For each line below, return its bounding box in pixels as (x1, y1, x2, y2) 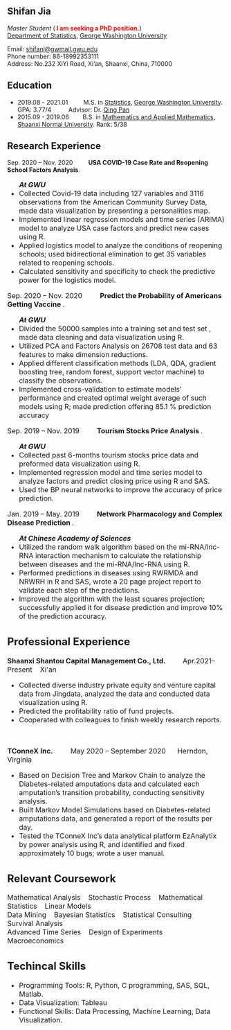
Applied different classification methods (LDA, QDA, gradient (19, 358, 216, 368)
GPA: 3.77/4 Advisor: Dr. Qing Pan (17, 105, 130, 114)
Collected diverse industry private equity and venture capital (19, 680, 216, 690)
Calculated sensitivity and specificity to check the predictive (19, 267, 216, 277)
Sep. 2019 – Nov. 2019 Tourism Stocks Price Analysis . (7, 426, 203, 436)
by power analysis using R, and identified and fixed (19, 839, 185, 849)
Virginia (7, 755, 33, 765)
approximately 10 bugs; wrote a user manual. (19, 848, 165, 858)
